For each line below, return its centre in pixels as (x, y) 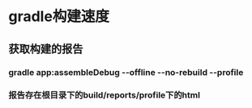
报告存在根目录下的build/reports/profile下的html (105, 95)
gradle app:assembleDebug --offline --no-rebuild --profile (126, 72)
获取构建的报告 (46, 49)
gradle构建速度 (59, 17)
